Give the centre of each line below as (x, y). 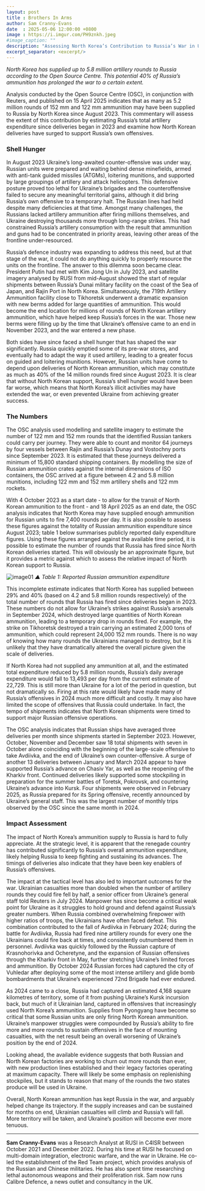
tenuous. (17, 1125)
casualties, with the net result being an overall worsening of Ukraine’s (94, 1036)
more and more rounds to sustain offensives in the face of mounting (92, 1029)
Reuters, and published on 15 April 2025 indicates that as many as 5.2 (94, 100)
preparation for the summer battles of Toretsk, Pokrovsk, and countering (97, 782)
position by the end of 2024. (42, 1043)
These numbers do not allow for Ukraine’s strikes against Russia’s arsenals (100, 608)
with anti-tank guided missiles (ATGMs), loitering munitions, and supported (100, 176)
